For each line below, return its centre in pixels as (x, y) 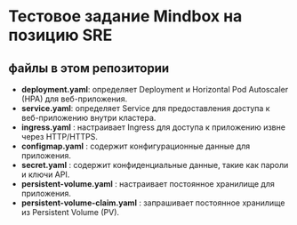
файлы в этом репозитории (89, 68)
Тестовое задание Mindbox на (125, 16)
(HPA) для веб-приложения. (74, 99)
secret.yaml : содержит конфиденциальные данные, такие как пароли (155, 165)
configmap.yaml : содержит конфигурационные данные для (136, 146)
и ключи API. (45, 174)
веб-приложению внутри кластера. (88, 118)
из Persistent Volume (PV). (70, 212)
